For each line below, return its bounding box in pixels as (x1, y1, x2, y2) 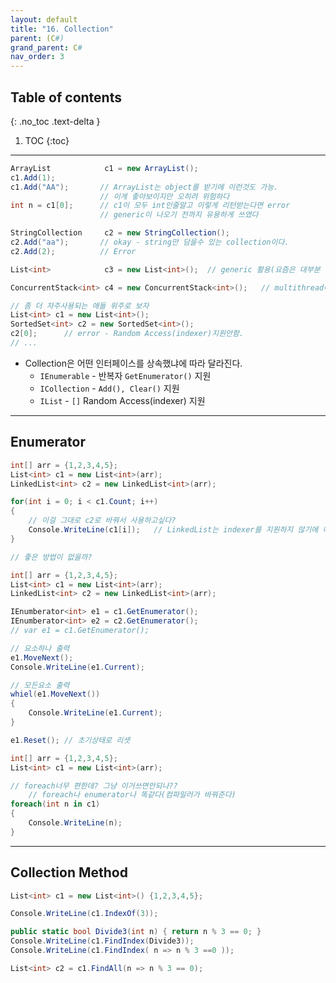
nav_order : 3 (10, 52, 65, 62)
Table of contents (10, 89, 122, 106)
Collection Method (10, 864, 128, 881)
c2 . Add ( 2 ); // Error (10, 246, 137, 256)
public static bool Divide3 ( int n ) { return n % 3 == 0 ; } (10, 927, 262, 937)
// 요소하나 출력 (10, 643, 70, 653)
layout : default (10, 14, 78, 25)
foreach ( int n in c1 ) (10, 799, 101, 810)
